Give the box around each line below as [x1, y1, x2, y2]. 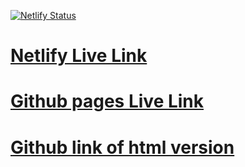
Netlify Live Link [10, 45, 148, 67]
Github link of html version [10, 136, 235, 159]
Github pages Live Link [10, 90, 205, 113]
